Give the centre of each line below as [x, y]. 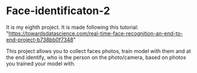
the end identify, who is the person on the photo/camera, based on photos [96, 57]
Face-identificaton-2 [58, 11]
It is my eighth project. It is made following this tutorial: [72, 27]
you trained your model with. [41, 64]
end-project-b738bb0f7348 [40, 39]
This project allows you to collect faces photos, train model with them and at [98, 51]
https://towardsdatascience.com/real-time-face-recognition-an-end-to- [96, 33]
